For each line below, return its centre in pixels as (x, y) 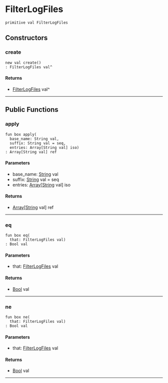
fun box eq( (17, 236)
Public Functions (32, 110)
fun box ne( (17, 317)
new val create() (23, 63)
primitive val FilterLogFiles (37, 23)
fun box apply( (21, 134)
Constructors (26, 38)
